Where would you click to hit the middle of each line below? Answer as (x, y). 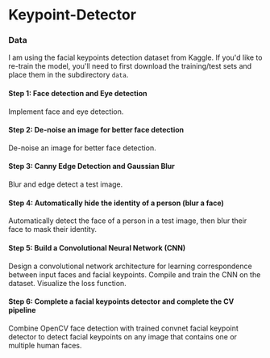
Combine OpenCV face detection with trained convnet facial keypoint (124, 328)
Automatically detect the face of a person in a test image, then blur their (128, 221)
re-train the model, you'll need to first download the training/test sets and (130, 66)
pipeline (22, 310)
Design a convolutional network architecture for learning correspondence (130, 266)
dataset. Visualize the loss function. (67, 283)
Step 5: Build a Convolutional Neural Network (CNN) (97, 247)
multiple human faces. (45, 345)
